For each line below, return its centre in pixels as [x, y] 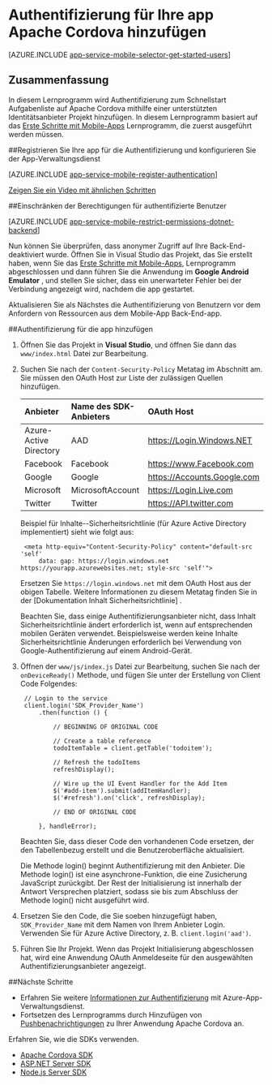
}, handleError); [68, 826]
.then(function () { [73, 713]
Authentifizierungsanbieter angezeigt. [83, 966]
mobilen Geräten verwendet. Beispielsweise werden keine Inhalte [129, 633]
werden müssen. [36, 134]
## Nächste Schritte [41, 982]
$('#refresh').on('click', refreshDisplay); [129, 798]
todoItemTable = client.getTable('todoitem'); [133, 748]
